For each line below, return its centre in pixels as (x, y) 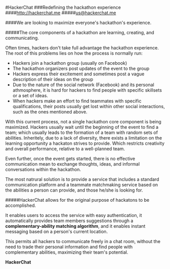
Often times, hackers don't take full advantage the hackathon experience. (82, 48)
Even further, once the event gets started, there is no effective (70, 158)
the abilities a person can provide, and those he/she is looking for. (74, 190)
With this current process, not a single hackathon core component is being (83, 122)
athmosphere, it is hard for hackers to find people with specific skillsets (87, 90)
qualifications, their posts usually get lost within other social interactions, (89, 106)
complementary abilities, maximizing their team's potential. (67, 252)
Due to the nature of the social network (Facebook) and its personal (83, 85)
